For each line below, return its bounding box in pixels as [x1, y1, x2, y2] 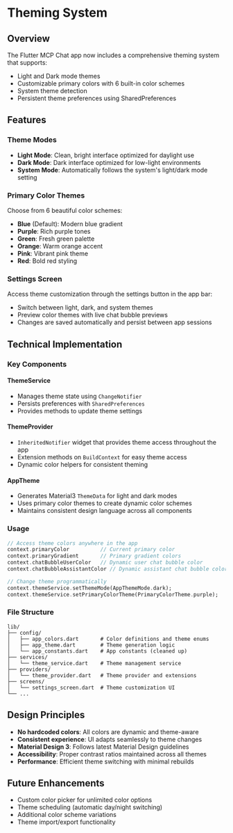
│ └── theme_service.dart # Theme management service [7, 660, 182, 667]
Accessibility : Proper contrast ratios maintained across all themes [17, 749, 207, 758]
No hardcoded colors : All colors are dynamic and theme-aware [17, 727, 199, 736]
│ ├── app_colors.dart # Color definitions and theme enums [7, 635, 209, 642]
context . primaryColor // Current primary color [7, 546, 175, 553]
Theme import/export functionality [17, 818, 116, 826]
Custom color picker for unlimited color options [17, 795, 153, 804]
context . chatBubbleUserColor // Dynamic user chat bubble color [7, 559, 203, 566]
